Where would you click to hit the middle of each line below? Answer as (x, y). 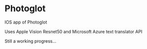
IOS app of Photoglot (26, 22)
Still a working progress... (31, 41)
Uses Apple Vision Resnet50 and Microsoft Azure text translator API (73, 31)
